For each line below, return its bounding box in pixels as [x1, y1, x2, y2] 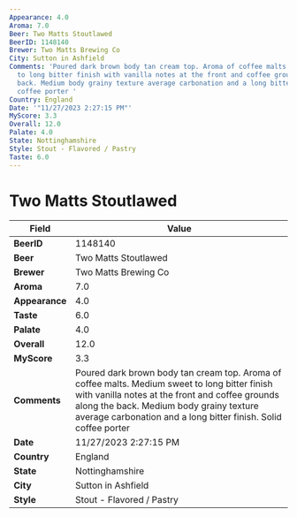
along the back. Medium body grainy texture [74, 399, 259, 412]
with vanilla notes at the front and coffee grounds [74, 389, 280, 401]
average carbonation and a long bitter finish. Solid [74, 411, 283, 423]
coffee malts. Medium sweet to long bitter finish [74, 377, 273, 390]
